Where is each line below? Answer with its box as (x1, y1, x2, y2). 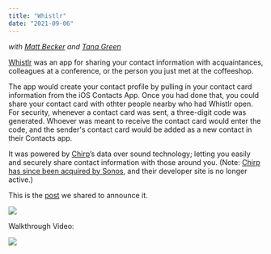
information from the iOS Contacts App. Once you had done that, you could (8, 90, 260, 99)
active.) (8, 175, 34, 184)
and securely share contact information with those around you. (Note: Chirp (8, 157, 260, 167)
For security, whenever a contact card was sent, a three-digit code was (8, 107, 247, 117)
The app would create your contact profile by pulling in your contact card (8, 82, 252, 91)
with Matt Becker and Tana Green (8, 41, 121, 51)
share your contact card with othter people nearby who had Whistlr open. (8, 99, 253, 108)
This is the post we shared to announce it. (8, 190, 148, 200)
